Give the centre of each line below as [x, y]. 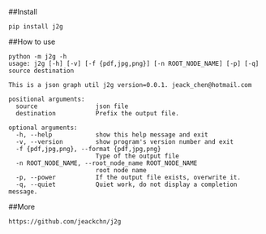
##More [21, 207]
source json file [72, 106]
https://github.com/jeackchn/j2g [65, 222]
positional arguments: [47, 99]
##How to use [32, 41]
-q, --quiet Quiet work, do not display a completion [127, 184]
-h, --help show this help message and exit [112, 135]
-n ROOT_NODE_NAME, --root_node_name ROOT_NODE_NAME [107, 163]
